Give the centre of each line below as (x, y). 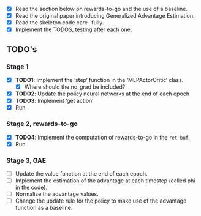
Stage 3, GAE (26, 160)
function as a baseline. (44, 208)
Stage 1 (17, 67)
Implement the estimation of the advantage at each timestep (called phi (105, 181)
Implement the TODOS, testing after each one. (74, 29)
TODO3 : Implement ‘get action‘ (54, 101)
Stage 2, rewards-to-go (42, 124)
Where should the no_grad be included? (75, 87)
